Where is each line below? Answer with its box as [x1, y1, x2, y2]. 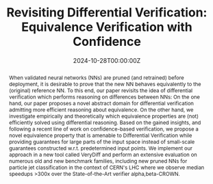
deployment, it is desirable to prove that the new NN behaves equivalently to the [8, 80, 201, 88]
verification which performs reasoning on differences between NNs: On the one [8, 93, 201, 101]
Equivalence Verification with [21, 19, 192, 35]
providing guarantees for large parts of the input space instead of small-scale [8, 138, 195, 145]
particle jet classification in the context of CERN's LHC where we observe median [8, 163, 205, 171]
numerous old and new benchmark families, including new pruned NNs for [8, 157, 188, 165]
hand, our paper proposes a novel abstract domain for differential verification [8, 99, 194, 107]
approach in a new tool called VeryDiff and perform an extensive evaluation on [8, 150, 197, 158]
